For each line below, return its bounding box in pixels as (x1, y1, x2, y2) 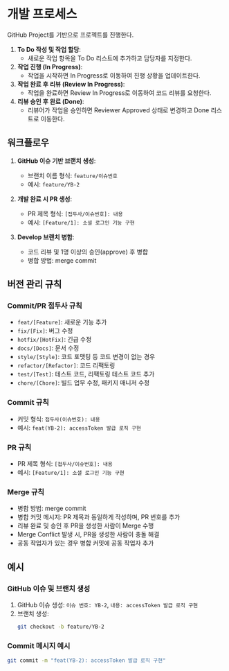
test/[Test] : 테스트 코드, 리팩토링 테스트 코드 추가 (17, 370, 155, 378)
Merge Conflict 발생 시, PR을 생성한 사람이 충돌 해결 (17, 530, 160, 539)
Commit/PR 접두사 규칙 (7, 301, 83, 311)
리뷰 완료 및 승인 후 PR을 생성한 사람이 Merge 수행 (17, 521, 154, 530)
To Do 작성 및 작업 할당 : (17, 45, 82, 53)
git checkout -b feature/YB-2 (17, 623, 105, 631)
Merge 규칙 (7, 487, 45, 496)
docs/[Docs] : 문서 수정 (17, 344, 80, 352)
